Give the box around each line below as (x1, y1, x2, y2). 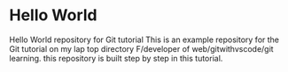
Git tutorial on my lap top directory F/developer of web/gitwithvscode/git (9, 43, 274, 54)
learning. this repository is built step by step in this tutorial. (9, 53, 223, 63)
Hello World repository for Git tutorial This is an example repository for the (9, 34, 280, 45)
